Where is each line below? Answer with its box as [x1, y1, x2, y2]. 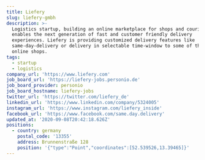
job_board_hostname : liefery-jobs [6, 88, 95, 94]
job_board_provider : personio [6, 83, 84, 89]
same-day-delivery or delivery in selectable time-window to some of [12, 43, 192, 49]
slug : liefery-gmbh [6, 15, 56, 21]
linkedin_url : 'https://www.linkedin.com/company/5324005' [6, 99, 160, 105]
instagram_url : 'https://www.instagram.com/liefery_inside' [6, 105, 163, 111]
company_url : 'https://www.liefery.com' [6, 71, 111, 77]
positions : [6, 122, 34, 128]
